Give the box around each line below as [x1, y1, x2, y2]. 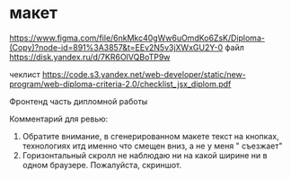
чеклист [9, 68, 40, 79]
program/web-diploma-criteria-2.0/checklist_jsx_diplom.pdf [9, 78, 232, 89]
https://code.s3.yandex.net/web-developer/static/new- [41, 68, 247, 79]
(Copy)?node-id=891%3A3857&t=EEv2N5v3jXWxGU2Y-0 [9, 41, 224, 52]
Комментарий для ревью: [9, 113, 109, 124]
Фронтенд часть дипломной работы [9, 95, 148, 106]
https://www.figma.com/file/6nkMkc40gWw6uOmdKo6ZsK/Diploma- [9, 32, 265, 43]
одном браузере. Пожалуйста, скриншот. [22, 159, 182, 170]
